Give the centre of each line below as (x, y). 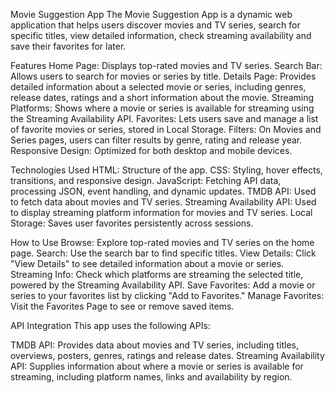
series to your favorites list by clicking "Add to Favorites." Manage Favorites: (167, 295)
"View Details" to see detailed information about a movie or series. (147, 263)
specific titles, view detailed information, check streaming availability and (161, 35)
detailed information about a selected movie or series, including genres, (158, 87)
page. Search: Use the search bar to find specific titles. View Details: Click (163, 253)
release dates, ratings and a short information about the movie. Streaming (162, 97)
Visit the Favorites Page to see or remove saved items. (122, 306)
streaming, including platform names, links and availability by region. (151, 377)
